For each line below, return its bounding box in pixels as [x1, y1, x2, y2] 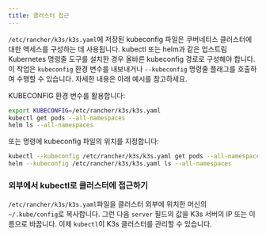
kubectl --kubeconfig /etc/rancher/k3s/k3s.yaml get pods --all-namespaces [8, 152, 264, 161]
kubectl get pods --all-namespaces [8, 114, 126, 122]
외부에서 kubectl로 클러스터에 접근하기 [8, 180, 149, 191]
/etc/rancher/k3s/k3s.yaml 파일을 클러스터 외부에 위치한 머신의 [8, 200, 207, 209]
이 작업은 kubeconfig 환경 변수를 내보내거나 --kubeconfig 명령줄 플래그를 [8, 64, 236, 74]
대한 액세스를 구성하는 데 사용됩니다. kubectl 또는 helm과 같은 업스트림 [8, 44, 228, 54]
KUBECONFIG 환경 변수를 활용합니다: [8, 90, 125, 100]
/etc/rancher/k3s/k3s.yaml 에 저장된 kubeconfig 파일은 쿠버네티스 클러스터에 [8, 34, 253, 44]
